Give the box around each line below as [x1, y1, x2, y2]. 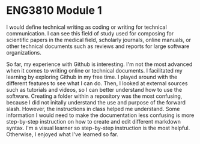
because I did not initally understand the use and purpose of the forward [6, 98, 186, 106]
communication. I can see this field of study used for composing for [6, 29, 174, 37]
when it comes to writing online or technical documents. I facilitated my [6, 67, 183, 74]
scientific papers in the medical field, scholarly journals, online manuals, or [6, 36, 191, 43]
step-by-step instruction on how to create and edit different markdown [6, 118, 181, 125]
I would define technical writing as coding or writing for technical [6, 23, 167, 31]
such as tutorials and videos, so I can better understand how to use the [6, 86, 182, 93]
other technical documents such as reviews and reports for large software [6, 43, 190, 50]
